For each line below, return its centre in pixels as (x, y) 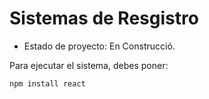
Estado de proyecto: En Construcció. (99, 46)
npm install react (47, 83)
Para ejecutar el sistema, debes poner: (89, 65)
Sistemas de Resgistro (104, 18)
